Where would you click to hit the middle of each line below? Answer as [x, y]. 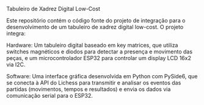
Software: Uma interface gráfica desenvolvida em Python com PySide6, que [102, 76]
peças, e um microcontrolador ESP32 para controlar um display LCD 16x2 [99, 58]
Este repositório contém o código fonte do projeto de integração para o [96, 20]
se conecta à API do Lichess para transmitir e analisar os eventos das [94, 83]
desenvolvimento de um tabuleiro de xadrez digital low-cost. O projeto [95, 27]
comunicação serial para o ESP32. [49, 96]
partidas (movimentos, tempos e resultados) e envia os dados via [89, 89]
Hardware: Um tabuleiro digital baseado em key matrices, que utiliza [92, 45]
